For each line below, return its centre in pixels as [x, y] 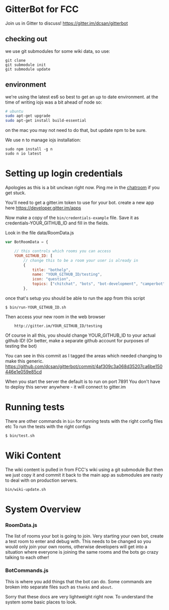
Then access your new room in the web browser [55, 317]
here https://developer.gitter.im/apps [43, 208]
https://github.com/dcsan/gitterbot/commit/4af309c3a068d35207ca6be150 [84, 366]
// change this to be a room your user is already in [81, 260]
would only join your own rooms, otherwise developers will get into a [76, 547]
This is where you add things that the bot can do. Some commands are [78, 581]
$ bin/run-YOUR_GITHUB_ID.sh [36, 307]
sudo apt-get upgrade [28, 116]
